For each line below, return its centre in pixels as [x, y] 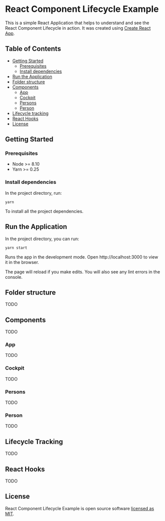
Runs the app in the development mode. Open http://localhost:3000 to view [82, 257]
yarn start [16, 248]
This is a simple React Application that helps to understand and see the [77, 23]
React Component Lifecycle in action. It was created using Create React [78, 28]
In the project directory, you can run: [42, 239]
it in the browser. [22, 262]
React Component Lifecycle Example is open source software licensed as [80, 508]
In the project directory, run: [33, 193]
